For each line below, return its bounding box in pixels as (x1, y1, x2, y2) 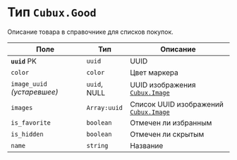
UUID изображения (130, 80, 196, 90)
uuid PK (11, 56, 37, 66)
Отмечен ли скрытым (130, 129, 205, 139)
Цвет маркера (130, 68, 178, 78)
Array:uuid (86, 104, 123, 111)
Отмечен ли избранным (130, 118, 212, 128)
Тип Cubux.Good (7, 4, 97, 20)
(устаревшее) (11, 87, 59, 97)
